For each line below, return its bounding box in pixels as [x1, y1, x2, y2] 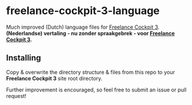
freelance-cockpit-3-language [6, 4, 160, 18]
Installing [6, 53, 41, 63]
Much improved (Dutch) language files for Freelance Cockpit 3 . [6, 23, 160, 31]
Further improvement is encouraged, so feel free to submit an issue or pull [6, 86, 187, 93]
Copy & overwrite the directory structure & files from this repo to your [6, 69, 175, 76]
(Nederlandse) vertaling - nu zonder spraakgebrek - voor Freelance [6, 29, 175, 36]
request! [6, 92, 27, 99]
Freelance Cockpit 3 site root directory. [6, 74, 103, 82]
